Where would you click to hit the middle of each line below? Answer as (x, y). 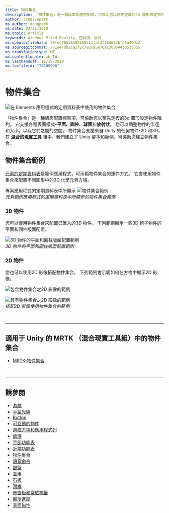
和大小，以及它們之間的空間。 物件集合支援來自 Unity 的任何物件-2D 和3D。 (84, 131)
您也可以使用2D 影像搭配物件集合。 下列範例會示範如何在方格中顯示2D (78, 273)
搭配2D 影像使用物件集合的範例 (37, 306)
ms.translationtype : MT (30, 52)
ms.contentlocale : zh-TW (31, 57)
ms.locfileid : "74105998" (32, 66)
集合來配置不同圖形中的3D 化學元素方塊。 (49, 180)
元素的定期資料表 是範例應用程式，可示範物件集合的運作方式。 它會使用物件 (83, 174)
